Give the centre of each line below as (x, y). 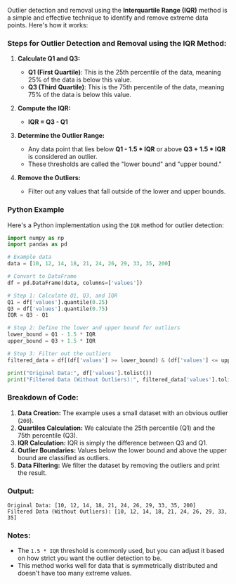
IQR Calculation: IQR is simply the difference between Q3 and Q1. (112, 443)
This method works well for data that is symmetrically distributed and (117, 566)
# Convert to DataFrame (42, 277)
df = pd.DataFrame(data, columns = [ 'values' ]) (75, 283)
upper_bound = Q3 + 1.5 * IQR (52, 341)
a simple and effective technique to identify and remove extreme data (108, 18)
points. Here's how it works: (48, 25)
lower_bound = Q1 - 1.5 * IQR (52, 335)
